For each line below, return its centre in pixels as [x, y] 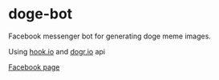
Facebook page [34, 67]
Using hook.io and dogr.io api [57, 51]
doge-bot [41, 14]
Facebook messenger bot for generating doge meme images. [109, 36]
